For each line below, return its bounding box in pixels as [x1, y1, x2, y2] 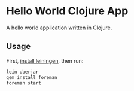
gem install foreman [6, 74, 58, 80]
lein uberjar [6, 69, 39, 75]
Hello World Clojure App [6, 4, 129, 18]
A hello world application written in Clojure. [6, 24, 112, 31]
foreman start [6, 80, 42, 86]
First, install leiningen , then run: [6, 57, 84, 64]
